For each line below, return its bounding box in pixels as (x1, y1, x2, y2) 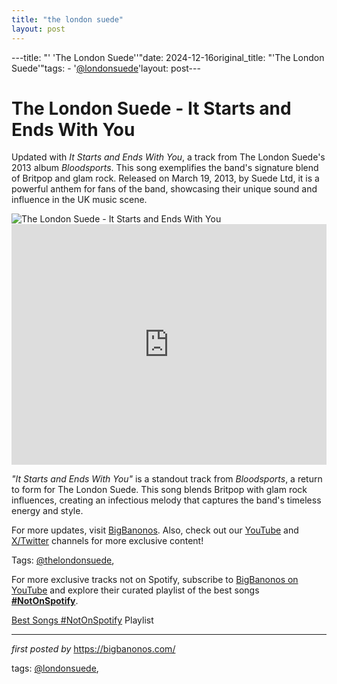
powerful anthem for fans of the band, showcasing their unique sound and (11, 183, 318, 195)
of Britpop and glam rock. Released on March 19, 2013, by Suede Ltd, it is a (11, 172, 320, 185)
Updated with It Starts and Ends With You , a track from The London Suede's (11, 151, 326, 163)
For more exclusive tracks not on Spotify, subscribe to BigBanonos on (11, 574, 299, 586)
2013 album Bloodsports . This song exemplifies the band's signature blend (11, 162, 319, 174)
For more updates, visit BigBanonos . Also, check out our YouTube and (11, 524, 299, 536)
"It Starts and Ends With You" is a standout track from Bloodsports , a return (11, 473, 323, 485)
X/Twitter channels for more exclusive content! (11, 535, 204, 547)
